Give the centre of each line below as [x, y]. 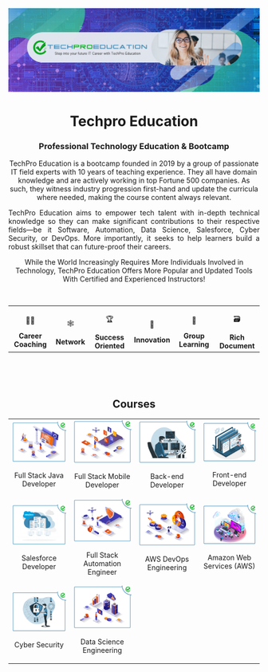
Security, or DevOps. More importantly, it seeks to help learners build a [134, 238]
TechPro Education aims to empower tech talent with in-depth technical [134, 213]
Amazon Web [229, 557]
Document [237, 346]
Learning [194, 344]
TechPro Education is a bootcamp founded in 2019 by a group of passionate [134, 163]
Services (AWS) [229, 566]
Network [70, 341]
